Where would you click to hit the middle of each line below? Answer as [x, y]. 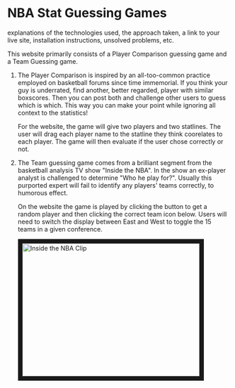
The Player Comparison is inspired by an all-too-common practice [114, 75]
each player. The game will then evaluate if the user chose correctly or [120, 141]
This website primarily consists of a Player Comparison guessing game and [117, 54]
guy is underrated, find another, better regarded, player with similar [115, 90]
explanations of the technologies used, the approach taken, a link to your [114, 33]
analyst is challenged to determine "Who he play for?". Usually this [115, 178]
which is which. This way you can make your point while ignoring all [116, 105]
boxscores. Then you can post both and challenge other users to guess [122, 98]
